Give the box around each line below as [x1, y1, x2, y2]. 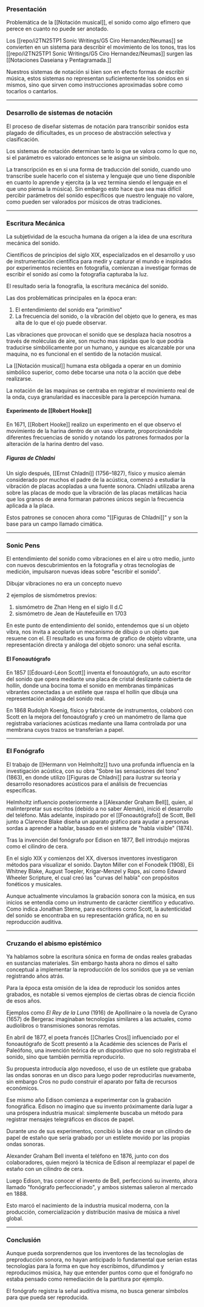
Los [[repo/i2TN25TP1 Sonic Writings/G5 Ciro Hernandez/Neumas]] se [6, 37, 183, 45]
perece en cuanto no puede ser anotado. [6, 25, 109, 32]
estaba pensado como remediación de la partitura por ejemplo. [6, 1275, 164, 1283]
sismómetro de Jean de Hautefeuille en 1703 [15, 610, 127, 617]
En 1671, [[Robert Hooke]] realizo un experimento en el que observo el [6, 421, 182, 428]
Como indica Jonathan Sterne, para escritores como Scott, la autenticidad [6, 905, 192, 912]
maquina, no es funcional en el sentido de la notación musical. [6, 350, 162, 357]
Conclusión [6, 1236, 41, 1244]
